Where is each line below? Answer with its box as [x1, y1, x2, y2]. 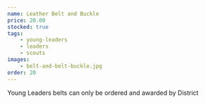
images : [7, 56, 30, 63]
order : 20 [7, 69, 37, 76]
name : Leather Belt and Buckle [7, 10, 99, 18]
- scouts [20, 50, 46, 57]
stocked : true [7, 23, 49, 30]
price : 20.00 [7, 17, 46, 24]
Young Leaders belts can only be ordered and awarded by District [7, 89, 199, 97]
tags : [7, 30, 23, 37]
